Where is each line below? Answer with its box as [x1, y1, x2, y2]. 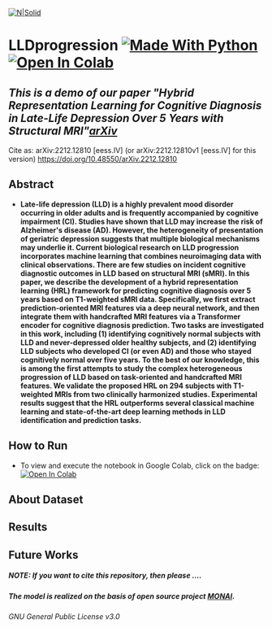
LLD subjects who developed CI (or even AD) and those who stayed [19, 346, 252, 355]
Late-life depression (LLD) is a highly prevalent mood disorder [19, 199, 234, 209]
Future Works [8, 547, 79, 561]
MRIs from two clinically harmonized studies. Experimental [54, 389, 258, 399]
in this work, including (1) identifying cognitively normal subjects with [19, 329, 261, 338]
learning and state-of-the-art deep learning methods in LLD [19, 407, 226, 416]
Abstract [8, 177, 54, 191]
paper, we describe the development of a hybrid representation [19, 277, 239, 286]
